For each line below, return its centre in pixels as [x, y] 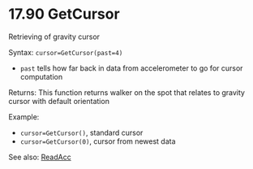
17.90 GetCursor [64, 14]
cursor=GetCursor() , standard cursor [81, 132]
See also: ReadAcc [40, 157]
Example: [24, 117]
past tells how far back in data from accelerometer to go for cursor [131, 68]
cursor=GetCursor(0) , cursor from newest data [98, 141]
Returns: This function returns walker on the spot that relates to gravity [127, 92]
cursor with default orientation [59, 101]
